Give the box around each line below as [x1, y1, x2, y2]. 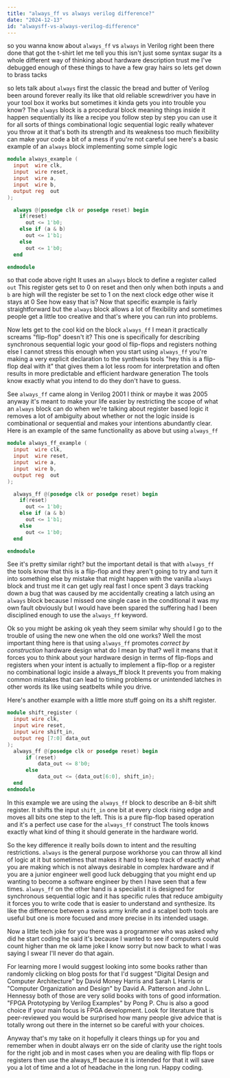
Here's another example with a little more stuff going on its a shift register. [7, 696, 216, 704]
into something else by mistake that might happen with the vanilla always [7, 575, 213, 583]
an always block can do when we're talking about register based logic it [7, 404, 209, 413]
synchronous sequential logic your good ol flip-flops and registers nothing [7, 341, 218, 349]
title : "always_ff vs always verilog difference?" [7, 10, 155, 17]
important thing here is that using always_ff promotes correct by [7, 639, 190, 647]
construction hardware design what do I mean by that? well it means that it [7, 646, 218, 654]
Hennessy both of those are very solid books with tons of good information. [7, 991, 221, 1000]
